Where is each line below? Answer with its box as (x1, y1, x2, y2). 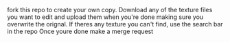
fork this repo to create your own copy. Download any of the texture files (7, 6, 213, 14)
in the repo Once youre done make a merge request (7, 27, 154, 35)
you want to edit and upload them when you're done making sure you (7, 13, 204, 21)
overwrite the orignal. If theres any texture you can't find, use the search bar (7, 20, 223, 28)
